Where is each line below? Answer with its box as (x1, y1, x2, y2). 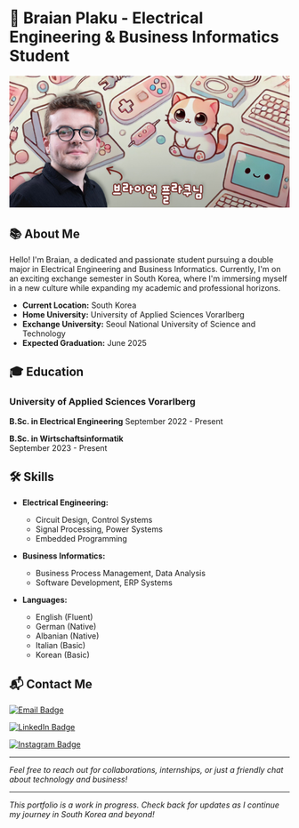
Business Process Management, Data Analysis (35, 568, 206, 579)
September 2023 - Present (9, 442, 108, 453)
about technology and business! (9, 774, 128, 785)
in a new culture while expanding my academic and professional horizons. (9, 282, 281, 293)
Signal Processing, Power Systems (35, 524, 163, 535)
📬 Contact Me (9, 676, 93, 692)
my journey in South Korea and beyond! (9, 809, 155, 820)
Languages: (21, 595, 68, 606)
